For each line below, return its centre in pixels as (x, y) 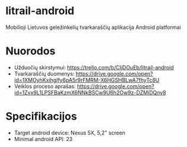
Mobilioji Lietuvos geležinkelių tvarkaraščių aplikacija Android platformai (93, 27)
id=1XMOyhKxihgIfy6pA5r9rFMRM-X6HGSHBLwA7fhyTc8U (87, 80)
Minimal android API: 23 (43, 139)
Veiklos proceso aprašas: (45, 86)
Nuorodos (30, 51)
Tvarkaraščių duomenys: (44, 73)
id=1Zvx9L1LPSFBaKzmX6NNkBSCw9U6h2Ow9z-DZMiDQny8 (90, 92)
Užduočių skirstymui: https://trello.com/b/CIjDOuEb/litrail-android (94, 67)
